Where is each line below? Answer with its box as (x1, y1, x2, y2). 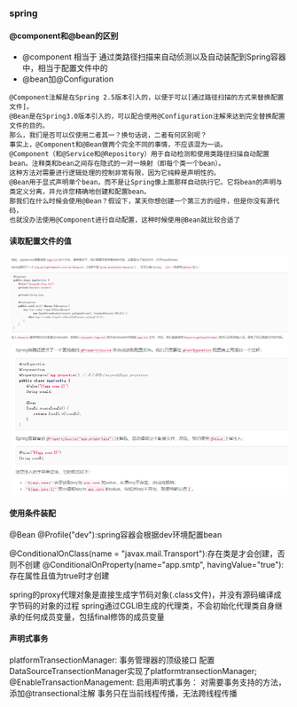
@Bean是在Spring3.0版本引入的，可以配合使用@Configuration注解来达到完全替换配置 (9, 112, 285, 122)
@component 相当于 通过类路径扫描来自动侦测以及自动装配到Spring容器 (21, 51, 286, 62)
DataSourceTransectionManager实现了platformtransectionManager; (9, 665, 257, 676)
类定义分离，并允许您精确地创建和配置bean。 (9, 187, 151, 197)
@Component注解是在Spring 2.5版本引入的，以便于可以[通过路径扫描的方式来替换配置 (9, 93, 285, 102)
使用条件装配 (9, 507, 56, 518)
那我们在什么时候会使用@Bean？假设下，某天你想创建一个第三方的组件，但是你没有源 (9, 197, 273, 206)
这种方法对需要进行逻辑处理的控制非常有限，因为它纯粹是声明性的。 (9, 169, 221, 177)
